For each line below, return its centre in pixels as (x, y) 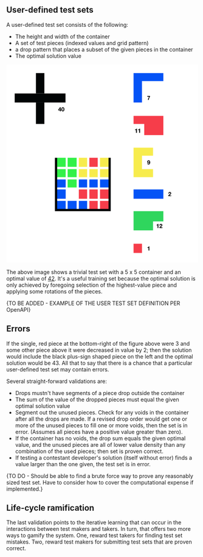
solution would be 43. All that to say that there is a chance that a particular (99, 363)
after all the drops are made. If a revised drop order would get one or (101, 419)
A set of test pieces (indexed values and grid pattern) (82, 43)
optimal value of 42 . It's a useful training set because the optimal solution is (101, 278)
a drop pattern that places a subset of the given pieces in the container (104, 49)
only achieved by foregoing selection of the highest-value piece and (92, 285)
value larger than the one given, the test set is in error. (83, 464)
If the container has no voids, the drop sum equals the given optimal (100, 438)
